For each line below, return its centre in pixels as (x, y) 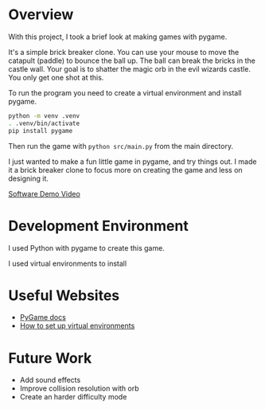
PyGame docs (43, 317)
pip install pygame (41, 130)
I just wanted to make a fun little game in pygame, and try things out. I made (132, 162)
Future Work (50, 358)
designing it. (29, 178)
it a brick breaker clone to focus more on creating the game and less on (125, 169)
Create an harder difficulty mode (73, 397)
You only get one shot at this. (56, 77)
